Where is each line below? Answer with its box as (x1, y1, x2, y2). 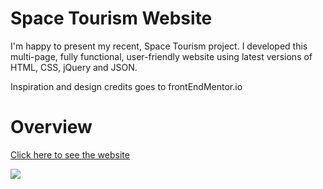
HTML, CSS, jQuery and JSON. (10, 61, 138, 73)
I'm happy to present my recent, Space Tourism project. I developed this (10, 40, 308, 52)
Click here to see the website (10, 148, 130, 161)
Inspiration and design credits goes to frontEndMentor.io (10, 80, 243, 92)
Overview (10, 116, 93, 139)
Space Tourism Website (10, 7, 213, 30)
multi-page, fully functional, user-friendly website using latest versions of (10, 50, 313, 62)
